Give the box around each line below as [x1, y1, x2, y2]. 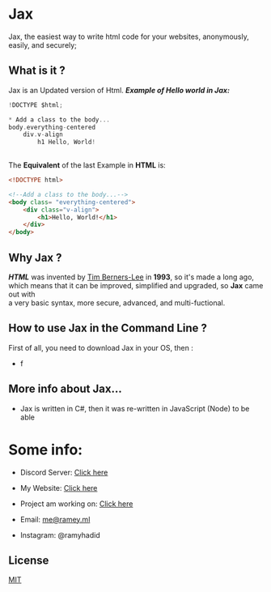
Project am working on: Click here [19, 499, 133, 509]
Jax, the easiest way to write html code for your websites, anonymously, [8, 32, 249, 41]
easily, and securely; [8, 40, 77, 49]
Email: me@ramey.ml [19, 514, 91, 524]
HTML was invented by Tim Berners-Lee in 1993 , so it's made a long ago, [8, 272, 255, 282]
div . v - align [23, 130, 63, 138]
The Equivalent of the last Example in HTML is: [8, 160, 166, 170]
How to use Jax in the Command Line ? [8, 322, 208, 335]
